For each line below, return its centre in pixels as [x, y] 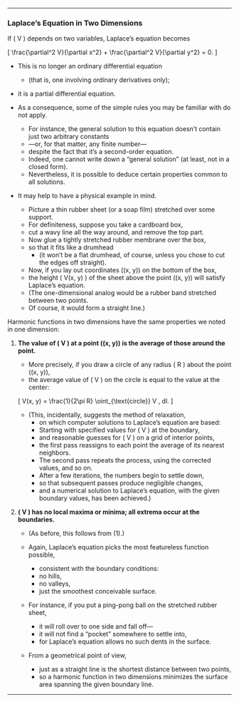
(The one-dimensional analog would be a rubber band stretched [122, 293]
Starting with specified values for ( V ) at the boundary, [119, 430]
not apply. [32, 115]
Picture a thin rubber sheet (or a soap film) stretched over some [122, 210]
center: [39, 387]
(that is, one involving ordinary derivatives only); [99, 80]
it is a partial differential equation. [67, 94]
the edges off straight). [73, 263]
